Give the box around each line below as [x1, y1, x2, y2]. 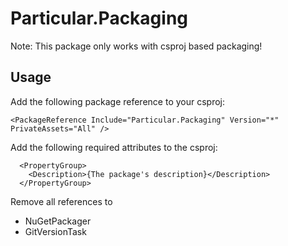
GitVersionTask [24, 225, 87, 237]
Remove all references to [10, 195, 113, 207]
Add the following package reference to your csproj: [10, 95, 225, 107]
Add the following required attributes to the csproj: [10, 141, 218, 153]
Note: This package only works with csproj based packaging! [10, 40, 263, 52]
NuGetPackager [24, 215, 92, 227]
